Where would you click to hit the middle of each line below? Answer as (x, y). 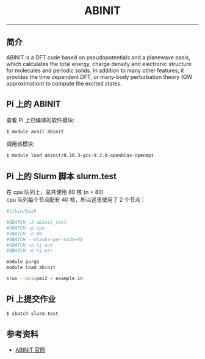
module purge (23, 262)
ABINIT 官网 (30, 350)
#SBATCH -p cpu (26, 228)
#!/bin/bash (21, 212)
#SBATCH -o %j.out (30, 245)
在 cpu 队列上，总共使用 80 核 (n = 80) (55, 192)
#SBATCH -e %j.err (30, 251)
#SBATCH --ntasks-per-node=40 (45, 239)
